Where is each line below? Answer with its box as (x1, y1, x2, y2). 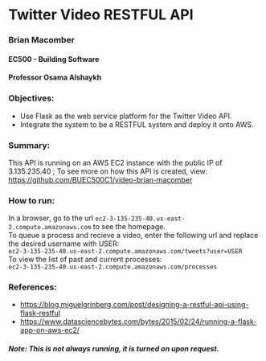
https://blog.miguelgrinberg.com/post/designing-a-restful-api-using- (19, 300, 249, 310)
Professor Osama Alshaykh (8, 72, 102, 82)
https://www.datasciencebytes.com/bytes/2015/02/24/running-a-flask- (19, 317, 257, 326)
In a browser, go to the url (8, 213, 94, 223)
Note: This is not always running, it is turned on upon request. (8, 344, 219, 354)
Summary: (8, 139, 51, 150)
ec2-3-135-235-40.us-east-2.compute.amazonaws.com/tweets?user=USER (8, 248, 243, 256)
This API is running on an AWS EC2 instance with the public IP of (8, 158, 223, 167)
